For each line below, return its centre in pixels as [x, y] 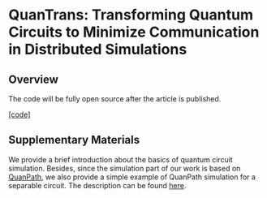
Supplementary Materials [74, 140]
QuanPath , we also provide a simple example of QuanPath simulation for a [132, 177]
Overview [34, 79]
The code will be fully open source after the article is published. [115, 99]
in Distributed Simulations [98, 49]
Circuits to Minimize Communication [134, 32]
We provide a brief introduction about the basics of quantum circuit [121, 159]
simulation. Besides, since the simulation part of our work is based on [125, 168]
